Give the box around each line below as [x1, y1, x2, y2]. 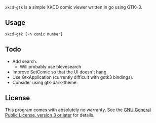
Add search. [12, 58, 38, 64]
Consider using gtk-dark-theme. [12, 79, 78, 85]
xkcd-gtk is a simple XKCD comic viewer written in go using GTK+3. [5, 4, 142, 10]
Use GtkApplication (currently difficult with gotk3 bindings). [12, 74, 134, 80]
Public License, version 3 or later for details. [5, 112, 95, 118]
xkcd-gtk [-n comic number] [5, 32, 63, 37]
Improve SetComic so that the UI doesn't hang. [12, 69, 108, 75]
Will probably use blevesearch [19, 63, 81, 69]
